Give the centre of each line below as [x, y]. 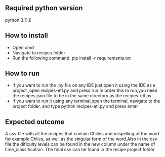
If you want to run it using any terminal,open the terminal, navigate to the [86, 101]
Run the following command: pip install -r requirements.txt [71, 58]
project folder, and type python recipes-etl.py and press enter [75, 106]
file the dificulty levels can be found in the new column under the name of [80, 144]
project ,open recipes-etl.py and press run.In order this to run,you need [85, 90]
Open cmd [23, 47]
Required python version [44, 8]
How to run [22, 74]
